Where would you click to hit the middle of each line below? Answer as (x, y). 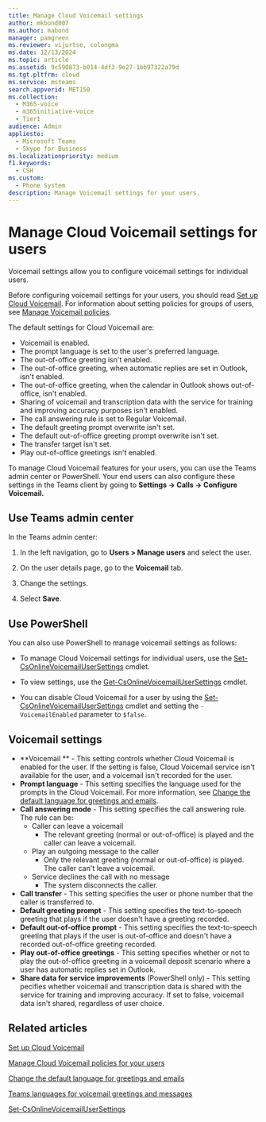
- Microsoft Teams (46, 141)
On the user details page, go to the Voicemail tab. (102, 568)
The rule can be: (46, 818)
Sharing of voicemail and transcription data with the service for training (136, 401)
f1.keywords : (30, 164)
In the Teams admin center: (53, 537)
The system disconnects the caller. (100, 885)
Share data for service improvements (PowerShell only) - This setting (135, 978)
